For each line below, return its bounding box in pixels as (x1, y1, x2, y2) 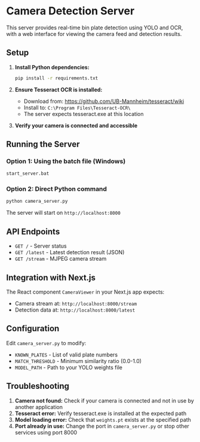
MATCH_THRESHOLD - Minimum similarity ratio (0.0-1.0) (14, 357, 142, 364)
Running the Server (6, 139, 80, 150)
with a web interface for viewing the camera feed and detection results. (6, 30, 182, 37)
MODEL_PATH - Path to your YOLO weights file (14, 364, 122, 371)
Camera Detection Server (6, 4, 135, 18)
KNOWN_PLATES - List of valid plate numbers (14, 351, 118, 358)
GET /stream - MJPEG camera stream (14, 255, 107, 263)
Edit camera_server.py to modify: (6, 339, 87, 346)
